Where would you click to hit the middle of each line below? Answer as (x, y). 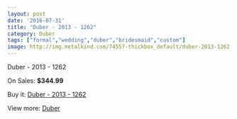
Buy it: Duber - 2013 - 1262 (47, 94)
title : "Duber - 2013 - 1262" (52, 27)
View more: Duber (34, 108)
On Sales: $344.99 (35, 81)
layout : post (27, 14)
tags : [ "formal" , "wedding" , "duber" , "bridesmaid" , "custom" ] (97, 40)
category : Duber (31, 34)
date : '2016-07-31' (36, 21)
